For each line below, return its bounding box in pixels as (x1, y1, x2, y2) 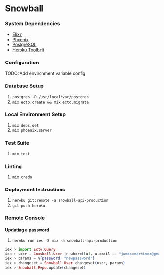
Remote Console (5, 214, 45, 221)
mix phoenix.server (12, 128, 52, 133)
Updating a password (5, 227, 50, 233)
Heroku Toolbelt (12, 47, 45, 53)
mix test (12, 151, 30, 156)
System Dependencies (5, 21, 60, 27)
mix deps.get (12, 123, 39, 128)
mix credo (12, 174, 33, 180)
